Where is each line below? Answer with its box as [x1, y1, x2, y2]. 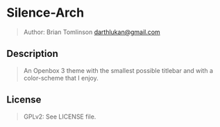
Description [6, 48, 58, 60]
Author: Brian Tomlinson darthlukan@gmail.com [23, 28, 160, 36]
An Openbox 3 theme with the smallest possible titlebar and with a [23, 66, 213, 74]
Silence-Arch [6, 5, 85, 21]
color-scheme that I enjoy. [23, 74, 99, 82]
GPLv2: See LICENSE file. [23, 112, 96, 121]
